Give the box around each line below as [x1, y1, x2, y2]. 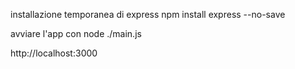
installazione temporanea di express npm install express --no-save [10, 9, 286, 20]
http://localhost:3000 [10, 47, 98, 59]
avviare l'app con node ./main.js [10, 28, 142, 39]
